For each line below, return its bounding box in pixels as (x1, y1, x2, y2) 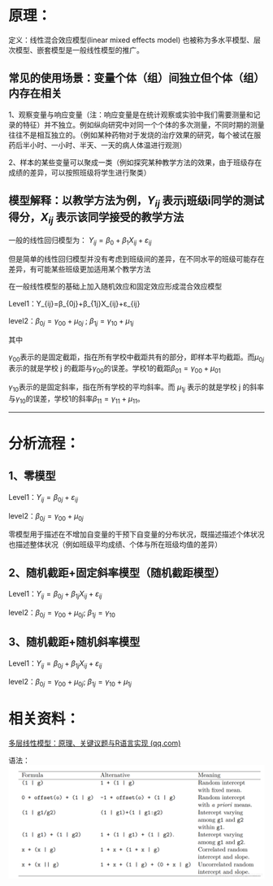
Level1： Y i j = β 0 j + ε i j (8, 492, 79, 504)
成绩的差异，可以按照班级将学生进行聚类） (8, 167, 151, 177)
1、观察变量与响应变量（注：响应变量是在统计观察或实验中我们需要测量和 (8, 110, 253, 119)
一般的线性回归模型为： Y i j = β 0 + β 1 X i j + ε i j (8, 235, 152, 247)
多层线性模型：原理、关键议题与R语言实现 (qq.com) (8, 738, 181, 748)
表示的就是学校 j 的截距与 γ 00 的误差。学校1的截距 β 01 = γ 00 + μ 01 (8, 363, 221, 376)
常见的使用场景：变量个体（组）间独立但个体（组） (8, 72, 265, 85)
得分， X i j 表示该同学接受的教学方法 (8, 211, 184, 227)
